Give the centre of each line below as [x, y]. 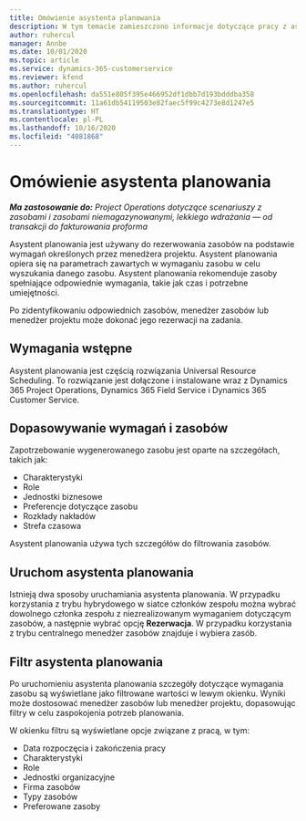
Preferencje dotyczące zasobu [80, 506]
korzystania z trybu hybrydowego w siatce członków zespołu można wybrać [153, 604]
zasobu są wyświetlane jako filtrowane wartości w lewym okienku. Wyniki [148, 693]
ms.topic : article [44, 60]
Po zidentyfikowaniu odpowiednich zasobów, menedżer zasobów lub [139, 310]
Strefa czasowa [52, 526]
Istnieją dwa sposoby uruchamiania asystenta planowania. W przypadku [145, 595]
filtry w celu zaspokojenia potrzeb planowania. [97, 713]
